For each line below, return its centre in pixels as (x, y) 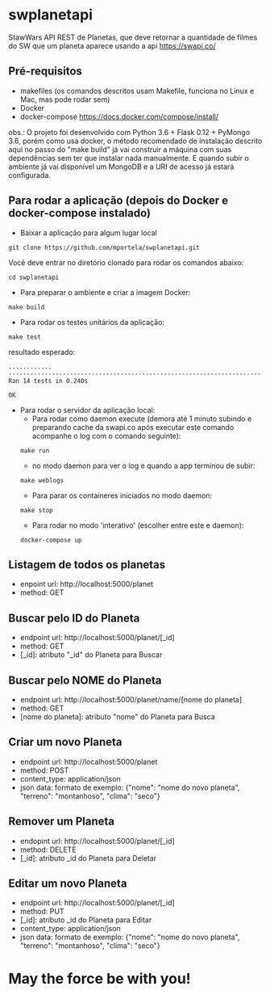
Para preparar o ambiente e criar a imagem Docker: (105, 292)
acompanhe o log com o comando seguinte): (106, 436)
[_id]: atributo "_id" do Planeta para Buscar (91, 655)
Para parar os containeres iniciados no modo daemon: (122, 495)
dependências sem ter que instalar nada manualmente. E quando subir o (129, 158)
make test (25, 337)
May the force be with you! (100, 978)
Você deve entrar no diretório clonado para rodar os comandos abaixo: (126, 262)
